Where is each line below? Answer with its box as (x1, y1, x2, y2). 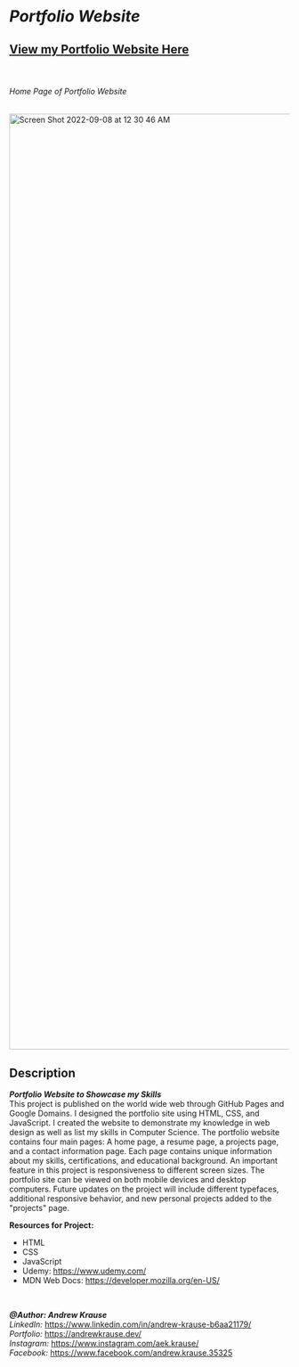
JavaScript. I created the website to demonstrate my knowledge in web (9, 1117, 271, 1128)
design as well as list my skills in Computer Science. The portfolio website (9, 1127, 280, 1138)
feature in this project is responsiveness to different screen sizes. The (9, 1165, 265, 1175)
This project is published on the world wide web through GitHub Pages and (9, 1099, 285, 1109)
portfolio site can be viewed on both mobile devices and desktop (9, 1175, 246, 1185)
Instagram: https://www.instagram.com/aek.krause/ (9, 1338, 199, 1349)
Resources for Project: (9, 1220, 94, 1231)
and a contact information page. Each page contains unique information (9, 1146, 273, 1157)
